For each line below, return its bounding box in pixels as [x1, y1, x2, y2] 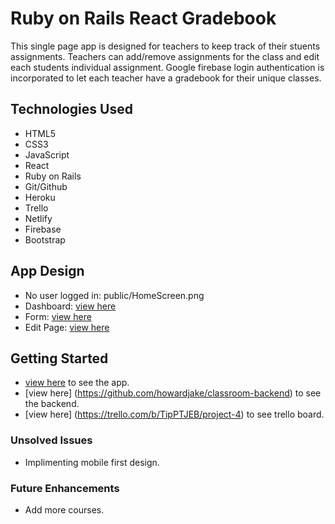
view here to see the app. [24, 377, 130, 389]
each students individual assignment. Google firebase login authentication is [10, 61, 325, 73]
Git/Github [24, 180, 68, 192]
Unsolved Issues [10, 433, 93, 447]
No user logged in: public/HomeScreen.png [24, 289, 205, 301]
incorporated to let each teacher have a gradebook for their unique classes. [10, 72, 322, 84]
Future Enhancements [10, 481, 120, 495]
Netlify [24, 212, 53, 224]
